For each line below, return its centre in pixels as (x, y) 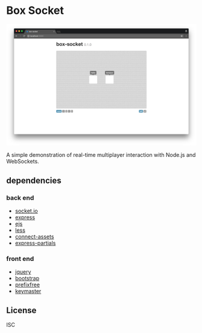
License (21, 310)
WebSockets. (23, 162)
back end (20, 197)
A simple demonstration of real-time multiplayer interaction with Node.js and (101, 155)
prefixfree (27, 285)
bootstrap (27, 279)
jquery (23, 272)
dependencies (34, 180)
